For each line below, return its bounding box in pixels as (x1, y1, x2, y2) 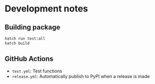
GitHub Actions (5, 54, 54, 63)
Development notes (5, 3, 88, 14)
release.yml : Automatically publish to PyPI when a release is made (12, 73, 150, 79)
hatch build (5, 40, 30, 45)
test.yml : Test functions (12, 68, 62, 74)
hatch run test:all (5, 36, 46, 41)
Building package (5, 23, 61, 31)
